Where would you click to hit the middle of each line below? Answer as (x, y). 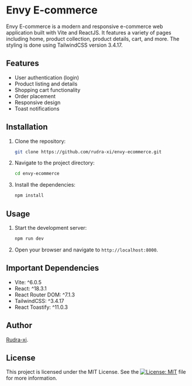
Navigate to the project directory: (54, 163)
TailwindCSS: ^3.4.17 (39, 301)
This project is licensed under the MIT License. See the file (96, 372)
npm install (29, 196)
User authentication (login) (47, 77)
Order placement (35, 96)
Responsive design (37, 102)
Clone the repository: (40, 141)
